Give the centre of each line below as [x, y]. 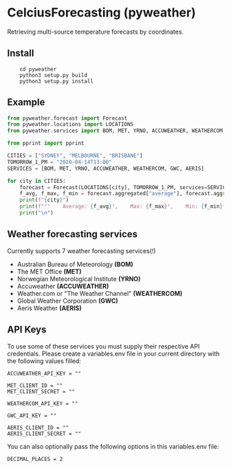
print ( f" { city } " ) [44, 200]
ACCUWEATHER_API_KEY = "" [44, 373]
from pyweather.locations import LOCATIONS [70, 124]
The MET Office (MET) [49, 271]
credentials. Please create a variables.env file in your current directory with [113, 353]
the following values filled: [44, 361]
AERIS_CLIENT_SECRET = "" [44, 434]
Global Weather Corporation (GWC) [67, 301]
